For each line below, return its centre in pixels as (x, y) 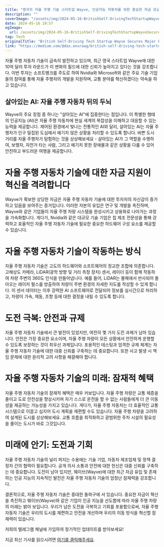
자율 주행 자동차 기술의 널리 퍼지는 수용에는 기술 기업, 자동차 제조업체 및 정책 (78, 459)
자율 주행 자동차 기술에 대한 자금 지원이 (78, 173)
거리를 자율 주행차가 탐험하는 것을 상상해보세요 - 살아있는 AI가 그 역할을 (73, 139)
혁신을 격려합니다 (38, 185)
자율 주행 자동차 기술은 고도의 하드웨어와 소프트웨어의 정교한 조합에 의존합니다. (80, 266)
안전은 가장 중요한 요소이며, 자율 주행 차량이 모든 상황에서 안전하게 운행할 (85, 339)
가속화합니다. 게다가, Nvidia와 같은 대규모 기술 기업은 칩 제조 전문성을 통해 (81, 218)
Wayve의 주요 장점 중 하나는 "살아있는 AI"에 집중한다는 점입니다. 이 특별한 (76, 114)
